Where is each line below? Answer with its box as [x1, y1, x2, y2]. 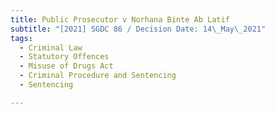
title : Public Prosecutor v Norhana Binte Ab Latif [10, 14, 230, 25]
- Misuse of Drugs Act [19, 61, 114, 71]
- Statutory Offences [19, 52, 110, 62]
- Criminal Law [19, 42, 83, 53]
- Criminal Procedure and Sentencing [19, 71, 177, 81]
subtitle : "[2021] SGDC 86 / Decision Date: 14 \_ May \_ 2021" [10, 24, 267, 34]
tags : [10, 33, 33, 43]
